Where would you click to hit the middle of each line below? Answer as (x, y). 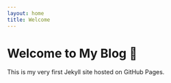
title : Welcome (29, 20)
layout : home (26, 13)
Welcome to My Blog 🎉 (73, 53)
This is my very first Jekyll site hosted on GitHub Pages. (86, 72)
